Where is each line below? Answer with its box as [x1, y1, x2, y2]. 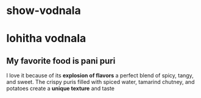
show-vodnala [6, 4, 81, 18]
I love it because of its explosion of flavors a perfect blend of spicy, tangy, [6, 72, 194, 79]
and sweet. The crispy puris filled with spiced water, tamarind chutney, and [6, 79, 195, 86]
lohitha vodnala [6, 32, 86, 46]
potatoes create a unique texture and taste [6, 85, 115, 92]
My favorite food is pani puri [6, 55, 116, 66]
